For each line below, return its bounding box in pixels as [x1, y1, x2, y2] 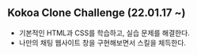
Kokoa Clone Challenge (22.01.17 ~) [7, 6, 186, 20]
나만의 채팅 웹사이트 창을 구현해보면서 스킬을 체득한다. [18, 38, 187, 47]
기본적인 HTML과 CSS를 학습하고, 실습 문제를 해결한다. [18, 27, 191, 38]
